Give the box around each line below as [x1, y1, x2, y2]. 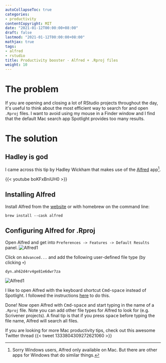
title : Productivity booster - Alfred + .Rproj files [5, 58, 119, 63]
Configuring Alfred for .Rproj [5, 226, 95, 235]
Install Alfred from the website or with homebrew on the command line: [5, 203, 150, 209]
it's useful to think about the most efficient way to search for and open [5, 105, 148, 111]
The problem [5, 83, 59, 95]
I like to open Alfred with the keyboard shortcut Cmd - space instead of [5, 287, 147, 293]
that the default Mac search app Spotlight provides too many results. [5, 116, 145, 121]
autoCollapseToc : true [5, 7, 52, 12]
